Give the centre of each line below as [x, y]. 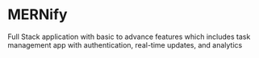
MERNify [38, 15]
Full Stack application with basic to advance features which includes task [129, 37]
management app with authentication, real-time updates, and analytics [125, 44]
